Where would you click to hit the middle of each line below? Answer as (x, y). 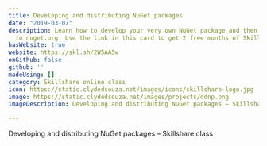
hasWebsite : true (37, 45)
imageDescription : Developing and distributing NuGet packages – (118, 104)
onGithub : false (35, 60)
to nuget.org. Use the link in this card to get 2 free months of (128, 38)
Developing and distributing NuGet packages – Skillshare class (110, 134)
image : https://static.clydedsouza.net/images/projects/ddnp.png (118, 97)
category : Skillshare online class (67, 82)
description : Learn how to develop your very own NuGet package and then (133, 30)
